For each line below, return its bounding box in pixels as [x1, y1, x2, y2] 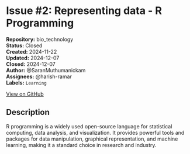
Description [6, 107, 50, 117]
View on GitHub [6, 90, 44, 97]
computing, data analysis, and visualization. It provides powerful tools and [6, 129, 185, 136]
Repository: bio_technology [6, 36, 74, 43]
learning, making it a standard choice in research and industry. [6, 141, 157, 148]
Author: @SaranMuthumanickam [6, 66, 86, 73]
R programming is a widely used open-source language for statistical [6, 123, 172, 129]
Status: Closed [6, 42, 43, 49]
